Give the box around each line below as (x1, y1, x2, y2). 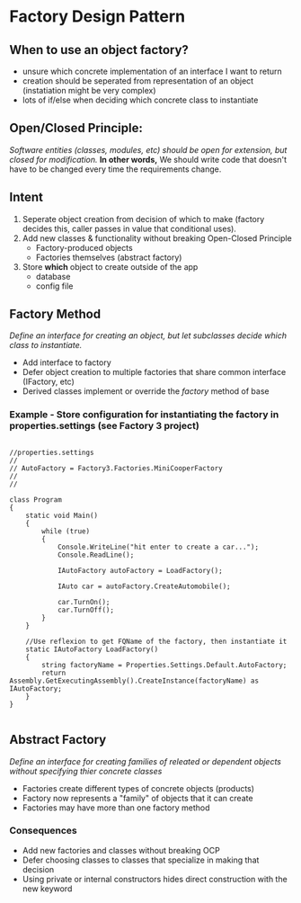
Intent (9, 190, 43, 205)
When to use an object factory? (9, 42, 189, 58)
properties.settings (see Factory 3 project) (9, 420, 199, 433)
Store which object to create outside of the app (22, 261, 199, 272)
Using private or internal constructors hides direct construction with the (22, 873, 288, 884)
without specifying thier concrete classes (9, 765, 163, 776)
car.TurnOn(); (57, 597, 111, 606)
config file (35, 281, 74, 291)
